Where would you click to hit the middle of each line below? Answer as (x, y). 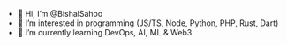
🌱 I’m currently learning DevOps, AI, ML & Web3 (105, 32)
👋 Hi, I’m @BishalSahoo (60, 14)
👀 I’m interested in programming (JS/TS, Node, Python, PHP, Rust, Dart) (148, 23)
